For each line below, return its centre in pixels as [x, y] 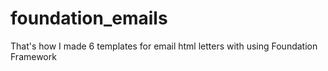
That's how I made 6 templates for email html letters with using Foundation [164, 46]
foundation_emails [89, 18]
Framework [33, 56]
